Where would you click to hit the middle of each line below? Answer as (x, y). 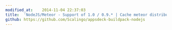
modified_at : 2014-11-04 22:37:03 (46, 10)
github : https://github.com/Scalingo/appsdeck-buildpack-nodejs (75, 19)
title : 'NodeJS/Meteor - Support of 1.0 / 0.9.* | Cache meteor (76, 15)
